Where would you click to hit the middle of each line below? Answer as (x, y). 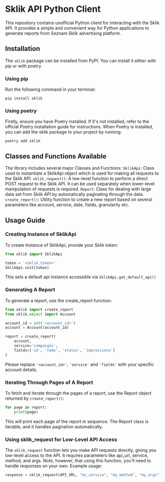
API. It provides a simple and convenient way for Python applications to (77, 28)
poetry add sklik (23, 141)
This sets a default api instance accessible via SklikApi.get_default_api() (81, 277)
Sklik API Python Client (53, 9)
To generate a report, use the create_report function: (58, 300)
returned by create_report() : (35, 398)
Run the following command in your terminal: (50, 89)
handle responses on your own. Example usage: (54, 466)
